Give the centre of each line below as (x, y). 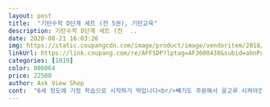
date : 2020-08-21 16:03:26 (53, 38)
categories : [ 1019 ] (41, 61)
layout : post (30, 16)
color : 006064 (32, 68)
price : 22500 (30, 76)
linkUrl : (23, 53)
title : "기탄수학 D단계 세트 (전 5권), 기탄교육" (83, 23)
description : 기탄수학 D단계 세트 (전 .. (73, 31)
